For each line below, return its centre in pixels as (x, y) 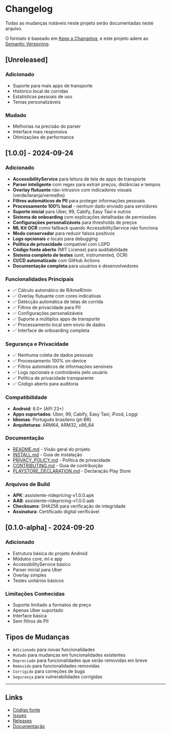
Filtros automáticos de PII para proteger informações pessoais (79, 200)
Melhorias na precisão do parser (47, 126)
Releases (22, 721)
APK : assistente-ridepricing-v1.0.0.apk (53, 495)
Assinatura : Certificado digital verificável (56, 512)
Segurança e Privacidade (37, 344)
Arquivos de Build (28, 484)
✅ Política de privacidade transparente (53, 378)
